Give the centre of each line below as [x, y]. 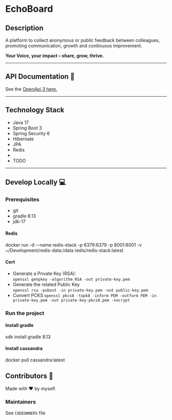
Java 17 [21, 122]
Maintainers [21, 401]
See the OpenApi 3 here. [31, 89]
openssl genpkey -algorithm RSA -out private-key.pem [71, 279]
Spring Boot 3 [27, 128]
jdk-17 [19, 222]
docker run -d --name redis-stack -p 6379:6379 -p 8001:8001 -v [74, 245]
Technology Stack [35, 110]
